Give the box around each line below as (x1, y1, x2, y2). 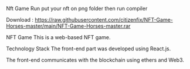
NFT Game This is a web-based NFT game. (6, 34, 111, 40)
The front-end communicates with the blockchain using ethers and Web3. (6, 57, 185, 63)
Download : (6, 16, 34, 23)
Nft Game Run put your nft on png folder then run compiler (6, 5, 148, 12)
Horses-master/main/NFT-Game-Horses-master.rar (6, 23, 131, 29)
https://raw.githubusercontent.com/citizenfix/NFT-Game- (35, 16, 173, 23)
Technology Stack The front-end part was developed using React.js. (6, 45, 171, 52)
